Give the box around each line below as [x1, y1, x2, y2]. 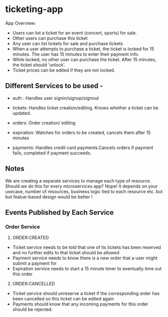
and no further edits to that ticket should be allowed [12, 250, 119, 256]
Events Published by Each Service [5, 208, 114, 217]
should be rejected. [12, 306, 53, 312]
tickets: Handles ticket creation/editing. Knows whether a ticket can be [12, 104, 159, 111]
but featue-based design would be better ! [5, 194, 93, 200]
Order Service [5, 223, 40, 230]
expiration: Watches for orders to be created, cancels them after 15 [12, 129, 151, 135]
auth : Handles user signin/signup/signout [12, 95, 99, 101]
